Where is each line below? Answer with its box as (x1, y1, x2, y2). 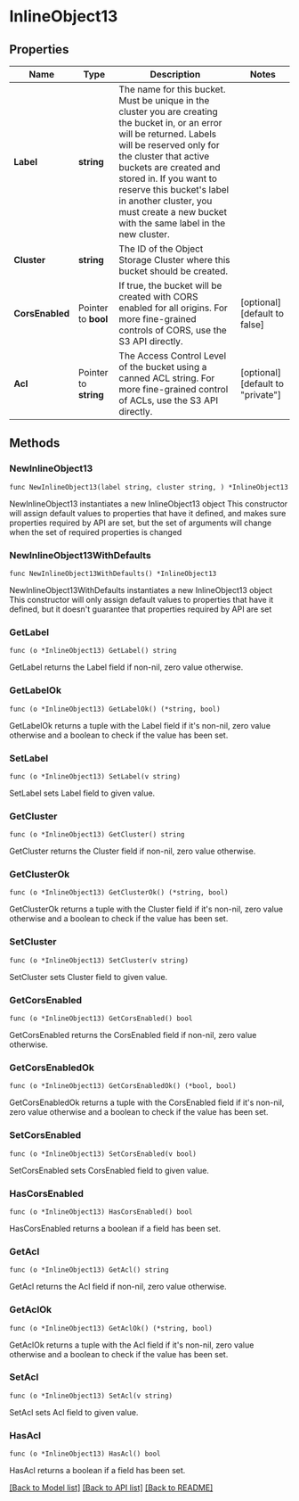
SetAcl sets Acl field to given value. (9, 1406, 139, 1417)
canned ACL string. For (118, 372, 215, 384)
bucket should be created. (118, 265, 229, 277)
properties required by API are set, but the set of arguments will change (9, 517, 272, 528)
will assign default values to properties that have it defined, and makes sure (9, 507, 287, 518)
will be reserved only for (118, 139, 220, 151)
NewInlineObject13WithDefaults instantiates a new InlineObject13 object (9, 584, 273, 595)
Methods (9, 435, 61, 451)
